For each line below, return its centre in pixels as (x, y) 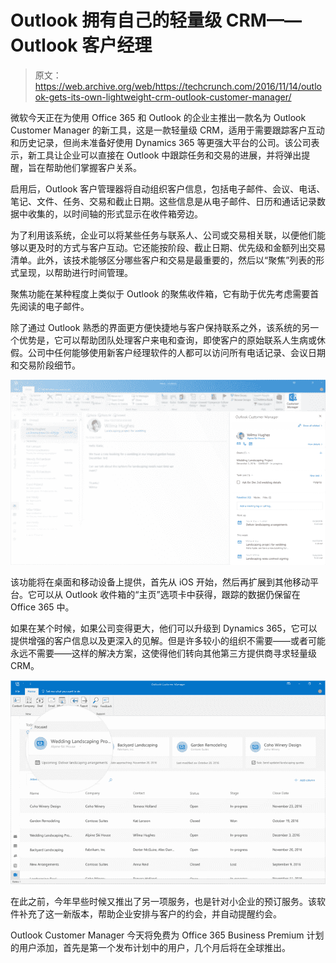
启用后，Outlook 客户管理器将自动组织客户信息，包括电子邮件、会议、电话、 (168, 188)
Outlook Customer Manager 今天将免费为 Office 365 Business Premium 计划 (167, 935)
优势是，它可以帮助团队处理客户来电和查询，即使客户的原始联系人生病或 (167, 340)
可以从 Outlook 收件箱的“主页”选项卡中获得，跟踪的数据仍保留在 (168, 594)
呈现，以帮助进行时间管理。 (75, 272)
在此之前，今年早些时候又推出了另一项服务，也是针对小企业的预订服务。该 (163, 901)
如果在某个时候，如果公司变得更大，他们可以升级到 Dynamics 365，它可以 (164, 628)
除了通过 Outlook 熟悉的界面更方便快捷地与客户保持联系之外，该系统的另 (160, 327)
